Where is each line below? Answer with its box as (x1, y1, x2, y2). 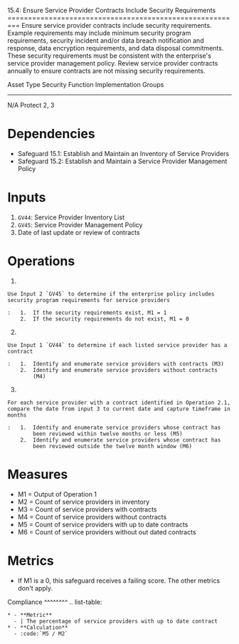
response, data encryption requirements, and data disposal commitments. (7, 44, 224, 52)
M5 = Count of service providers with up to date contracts (17, 520, 188, 529)
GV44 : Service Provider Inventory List (17, 213, 124, 222)
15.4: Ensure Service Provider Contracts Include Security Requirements (7, 6, 216, 14)
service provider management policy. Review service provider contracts (7, 59, 218, 67)
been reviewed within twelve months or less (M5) (33, 430, 183, 437)
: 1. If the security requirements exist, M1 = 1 (7, 309, 167, 316)
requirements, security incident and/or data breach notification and (7, 36, 204, 45)
